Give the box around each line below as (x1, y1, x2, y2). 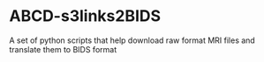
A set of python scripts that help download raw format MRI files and (9, 35, 256, 45)
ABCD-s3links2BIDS (9, 6, 162, 26)
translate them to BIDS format (9, 44, 117, 54)
